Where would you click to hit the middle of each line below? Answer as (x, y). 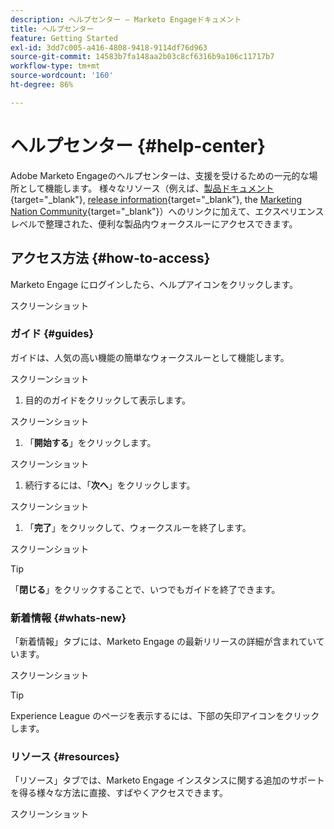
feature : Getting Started (64, 38)
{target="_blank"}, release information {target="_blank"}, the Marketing (156, 199)
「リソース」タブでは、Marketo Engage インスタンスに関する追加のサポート (167, 780)
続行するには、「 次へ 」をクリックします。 (110, 485)
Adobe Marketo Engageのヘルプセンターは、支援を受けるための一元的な (160, 175)
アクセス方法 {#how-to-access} (110, 258)
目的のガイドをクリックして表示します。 (107, 400)
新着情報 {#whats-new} (68, 618)
